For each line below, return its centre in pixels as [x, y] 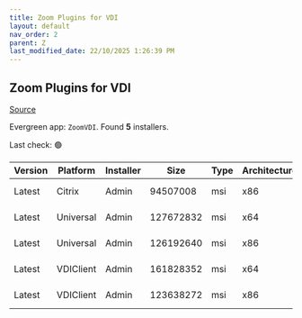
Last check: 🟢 [36, 144]
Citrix [68, 191]
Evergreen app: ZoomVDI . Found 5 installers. [89, 126]
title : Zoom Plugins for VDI [64, 18]
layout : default [40, 26]
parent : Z [28, 43]
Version [31, 170]
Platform [77, 170]
